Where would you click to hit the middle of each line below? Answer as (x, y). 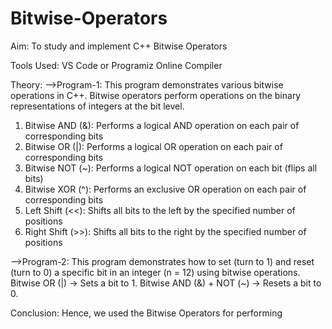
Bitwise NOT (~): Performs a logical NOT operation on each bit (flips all (171, 168)
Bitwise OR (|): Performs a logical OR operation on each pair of (153, 146)
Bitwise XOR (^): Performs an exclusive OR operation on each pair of (165, 189)
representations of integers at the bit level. (97, 106)
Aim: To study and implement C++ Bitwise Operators (119, 46)
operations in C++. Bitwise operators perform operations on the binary (156, 95)
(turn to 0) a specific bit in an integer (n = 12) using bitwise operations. (155, 272)
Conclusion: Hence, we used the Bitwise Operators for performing (146, 313)
